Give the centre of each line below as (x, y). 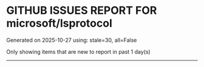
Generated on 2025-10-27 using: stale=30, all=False (72, 40)
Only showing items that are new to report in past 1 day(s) (78, 51)
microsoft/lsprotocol (59, 23)
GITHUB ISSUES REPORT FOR (82, 11)
